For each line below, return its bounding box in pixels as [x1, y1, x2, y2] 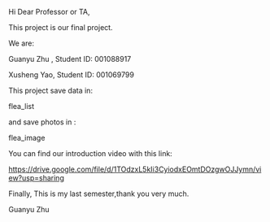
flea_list [8, 102, 35, 111]
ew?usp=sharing [8, 173, 65, 182]
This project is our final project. [8, 23, 113, 32]
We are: [8, 38, 35, 48]
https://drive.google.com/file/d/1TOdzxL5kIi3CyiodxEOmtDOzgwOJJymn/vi [8, 164, 262, 174]
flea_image [8, 133, 46, 142]
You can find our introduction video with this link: [8, 149, 172, 158]
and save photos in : [8, 117, 76, 127]
